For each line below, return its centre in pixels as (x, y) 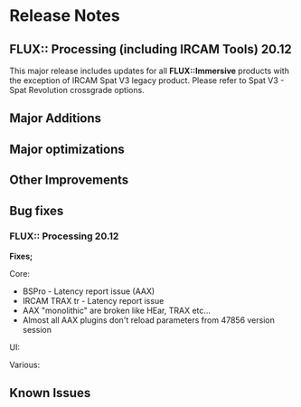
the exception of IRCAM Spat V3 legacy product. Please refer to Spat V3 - (147, 80)
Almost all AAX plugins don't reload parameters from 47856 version (149, 320)
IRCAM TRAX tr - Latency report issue (93, 300)
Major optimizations (67, 149)
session (37, 329)
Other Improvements (69, 180)
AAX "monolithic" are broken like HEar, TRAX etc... (116, 310)
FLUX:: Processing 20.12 (64, 236)
